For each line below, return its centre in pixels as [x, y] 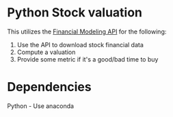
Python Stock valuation [75, 13]
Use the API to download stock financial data [80, 44]
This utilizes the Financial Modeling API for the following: [87, 31]
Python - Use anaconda [40, 106]
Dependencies [49, 87]
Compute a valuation [46, 52]
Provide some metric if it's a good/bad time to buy [88, 59]
